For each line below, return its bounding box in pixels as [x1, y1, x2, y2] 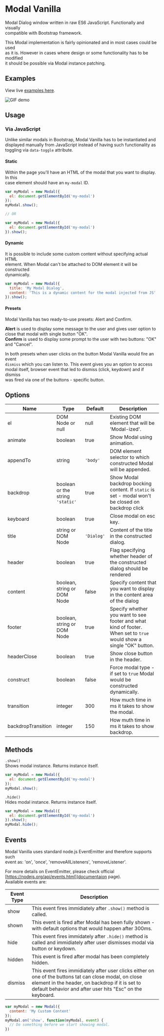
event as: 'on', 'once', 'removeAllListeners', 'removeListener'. [5, 859, 127, 865]
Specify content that [109, 579, 157, 586]
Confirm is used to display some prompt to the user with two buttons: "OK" [5, 336, 157, 342]
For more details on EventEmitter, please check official [5, 868, 115, 874]
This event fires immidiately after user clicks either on [31, 967, 155, 974]
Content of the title [109, 527, 153, 533]
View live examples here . [5, 87, 55, 93]
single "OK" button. [109, 642, 154, 649]
